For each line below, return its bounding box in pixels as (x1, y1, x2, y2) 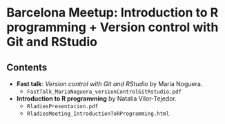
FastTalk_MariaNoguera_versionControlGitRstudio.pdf (26, 88, 182, 95)
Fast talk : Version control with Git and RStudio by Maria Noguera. (16, 80, 203, 87)
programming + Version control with (6, 19, 219, 35)
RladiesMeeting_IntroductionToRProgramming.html (26, 110, 170, 117)
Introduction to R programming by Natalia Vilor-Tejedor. (16, 94, 177, 103)
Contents (6, 61, 48, 73)
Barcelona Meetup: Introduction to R (6, 5, 219, 21)
